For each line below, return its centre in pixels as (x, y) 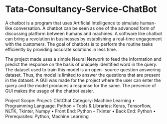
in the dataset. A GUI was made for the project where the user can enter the (83, 80)
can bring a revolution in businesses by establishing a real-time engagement (83, 39)
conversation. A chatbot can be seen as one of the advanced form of (84, 28)
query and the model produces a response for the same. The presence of (81, 85)
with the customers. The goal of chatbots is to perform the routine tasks (79, 44)
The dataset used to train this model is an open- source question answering (83, 69)
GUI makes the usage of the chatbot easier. (50, 91)
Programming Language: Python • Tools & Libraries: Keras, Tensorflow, (78, 106)
